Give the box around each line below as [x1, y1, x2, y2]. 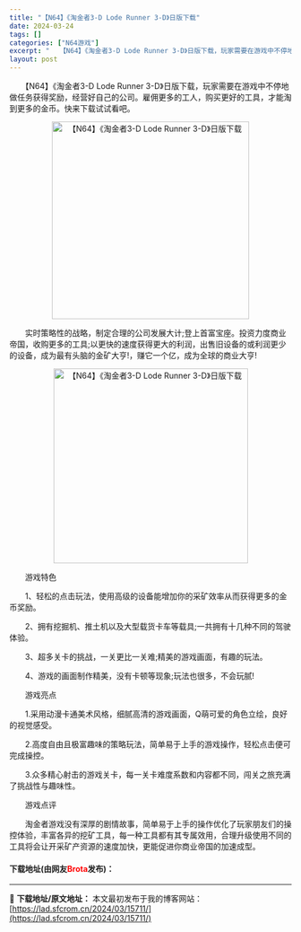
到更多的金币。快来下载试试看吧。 [9, 103, 135, 113]
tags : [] [9, 30, 42, 39]
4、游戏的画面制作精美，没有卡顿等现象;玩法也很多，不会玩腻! [24, 671, 255, 681]
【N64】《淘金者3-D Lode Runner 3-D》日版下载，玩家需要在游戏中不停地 [24, 81, 289, 91]
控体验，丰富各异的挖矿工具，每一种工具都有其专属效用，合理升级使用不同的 [9, 830, 292, 840]
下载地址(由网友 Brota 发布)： [9, 863, 115, 874]
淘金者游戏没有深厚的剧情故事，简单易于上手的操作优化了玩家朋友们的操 [24, 819, 292, 829]
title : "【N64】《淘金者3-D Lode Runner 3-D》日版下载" [9, 13, 201, 22]
